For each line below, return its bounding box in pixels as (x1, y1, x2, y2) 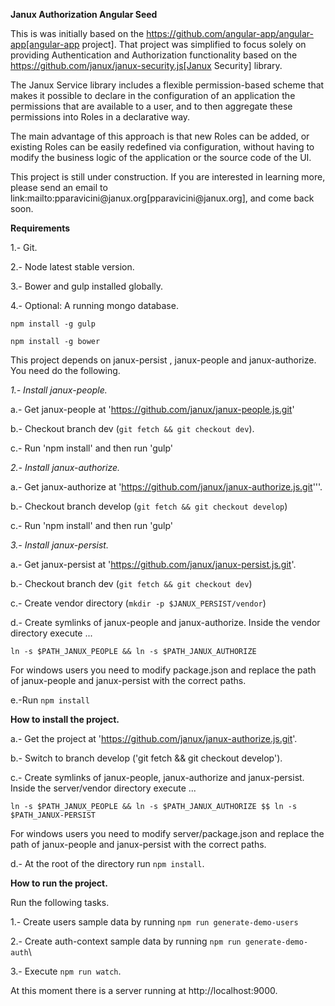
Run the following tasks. (10, 897, 110, 908)
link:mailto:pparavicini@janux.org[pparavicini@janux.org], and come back (10, 192, 315, 204)
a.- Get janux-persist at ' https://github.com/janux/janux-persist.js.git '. (10, 559, 297, 570)
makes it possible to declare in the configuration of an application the (10, 90, 296, 101)
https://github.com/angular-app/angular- (146, 28, 314, 39)
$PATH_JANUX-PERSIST (10, 810, 97, 820)
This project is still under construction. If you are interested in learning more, (10, 171, 326, 183)
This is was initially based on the (10, 28, 145, 39)
